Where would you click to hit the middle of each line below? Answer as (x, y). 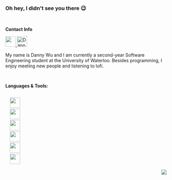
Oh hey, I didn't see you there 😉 (46, 8)
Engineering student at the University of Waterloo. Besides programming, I (84, 61)
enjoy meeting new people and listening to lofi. (55, 66)
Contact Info (19, 29)
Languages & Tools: (27, 86)
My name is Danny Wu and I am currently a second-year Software (75, 55)
